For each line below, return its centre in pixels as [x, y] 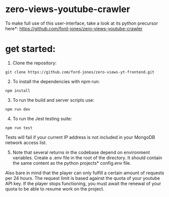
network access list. [26, 143]
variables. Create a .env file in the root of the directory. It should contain [87, 158]
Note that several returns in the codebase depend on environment [81, 152]
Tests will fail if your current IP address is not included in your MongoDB [80, 137]
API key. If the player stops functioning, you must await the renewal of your [83, 183]
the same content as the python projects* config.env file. [72, 163]
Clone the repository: [35, 63]
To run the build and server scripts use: [53, 100]
